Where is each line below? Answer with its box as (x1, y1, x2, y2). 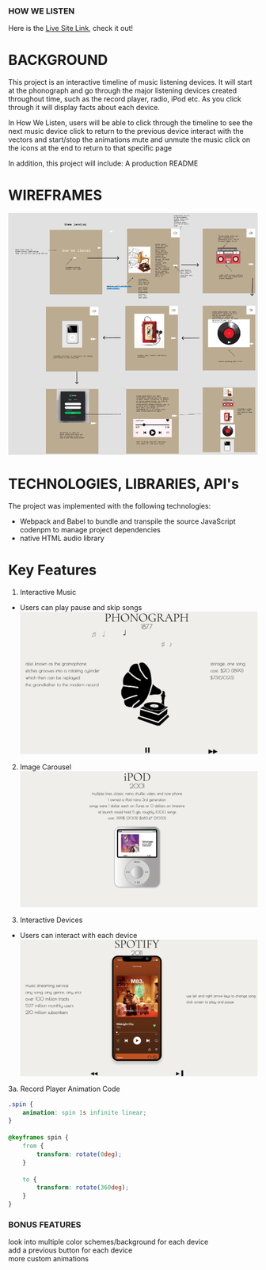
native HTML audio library (19, 533, 104, 543)
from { (22, 1142, 44, 1150)
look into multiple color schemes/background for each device (8, 1238, 209, 1247)
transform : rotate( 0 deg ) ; (36, 1150, 123, 1158)
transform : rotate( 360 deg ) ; (36, 1184, 129, 1192)
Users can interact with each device (19, 930, 138, 940)
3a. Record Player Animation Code (8, 1084, 120, 1093)
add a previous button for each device (8, 1245, 133, 1255)
